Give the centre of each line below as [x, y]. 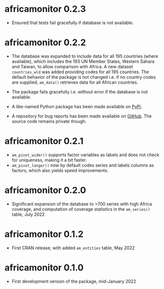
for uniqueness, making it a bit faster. [49, 160]
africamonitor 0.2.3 [45, 9]
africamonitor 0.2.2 [45, 43]
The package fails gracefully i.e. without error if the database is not [80, 91]
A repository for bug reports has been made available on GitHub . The [82, 116]
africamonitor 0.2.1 [44, 141]
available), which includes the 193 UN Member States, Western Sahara [83, 61]
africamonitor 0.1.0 [44, 268]
